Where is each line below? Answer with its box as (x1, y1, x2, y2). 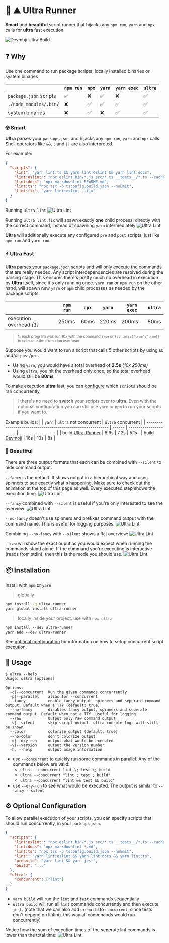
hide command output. (5, 464, 52, 470)
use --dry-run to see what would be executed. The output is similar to (12, 782, 158, 789)
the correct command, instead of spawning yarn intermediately (5, 222, 136, 228)
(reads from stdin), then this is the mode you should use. (5, 551, 123, 557)
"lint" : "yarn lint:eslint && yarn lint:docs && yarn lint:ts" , (14, 854, 152, 859)
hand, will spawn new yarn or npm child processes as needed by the (5, 285, 145, 291)
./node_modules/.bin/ (8, 101, 59, 107)
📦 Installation (5, 566, 50, 574)
